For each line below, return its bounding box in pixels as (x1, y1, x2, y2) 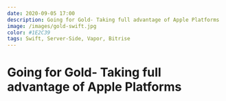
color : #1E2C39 (7, 29, 51, 36)
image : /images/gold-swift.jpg (7, 23, 97, 29)
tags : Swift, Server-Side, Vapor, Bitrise (7, 35, 131, 42)
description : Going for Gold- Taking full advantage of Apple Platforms (7, 16, 220, 23)
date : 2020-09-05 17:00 (7, 10, 76, 17)
